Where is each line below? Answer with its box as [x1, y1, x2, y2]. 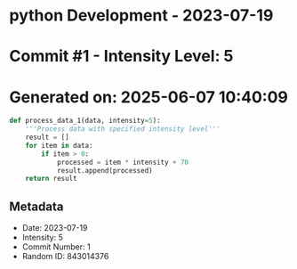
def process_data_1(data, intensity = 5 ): [9, 117, 162, 126]
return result [25, 175, 77, 183]
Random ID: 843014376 [21, 251, 109, 262]
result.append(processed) [56, 166, 153, 175]
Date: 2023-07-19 [21, 223, 88, 233]
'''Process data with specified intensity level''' [25, 125, 221, 134]
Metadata [9, 199, 64, 214]
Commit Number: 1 [21, 241, 91, 252]
